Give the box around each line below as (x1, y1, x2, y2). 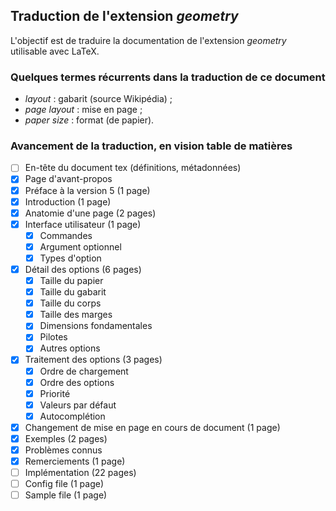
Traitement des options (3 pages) (24, 354, 163, 366)
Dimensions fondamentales (39, 320, 153, 332)
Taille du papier (39, 275, 104, 287)
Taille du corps (39, 297, 102, 309)
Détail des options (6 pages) (24, 263, 142, 275)
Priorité (39, 387, 71, 399)
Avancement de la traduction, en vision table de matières (10, 139, 293, 153)
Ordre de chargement (39, 365, 129, 377)
